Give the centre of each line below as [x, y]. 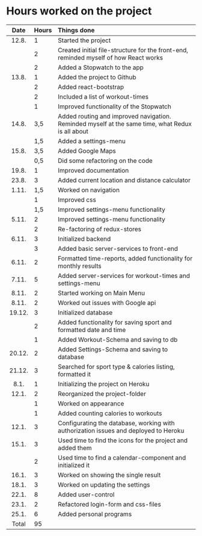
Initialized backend [84, 239]
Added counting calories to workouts [110, 413]
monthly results [80, 266]
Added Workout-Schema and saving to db [118, 339]
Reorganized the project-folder [102, 393]
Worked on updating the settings [104, 484]
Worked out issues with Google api [107, 303]
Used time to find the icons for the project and [123, 440]
